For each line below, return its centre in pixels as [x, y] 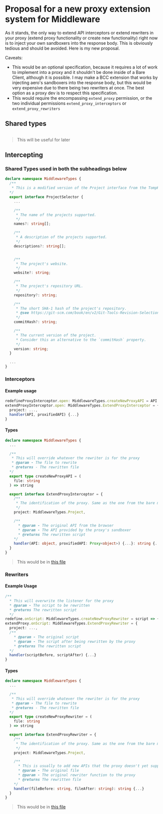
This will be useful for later [43, 140]
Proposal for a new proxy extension [78, 9]
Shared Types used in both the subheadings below [66, 169]
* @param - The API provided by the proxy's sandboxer [74, 530]
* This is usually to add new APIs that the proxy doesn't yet [83, 766]
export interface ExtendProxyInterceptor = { [56, 494]
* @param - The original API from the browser [66, 525]
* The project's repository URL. [49, 286]
